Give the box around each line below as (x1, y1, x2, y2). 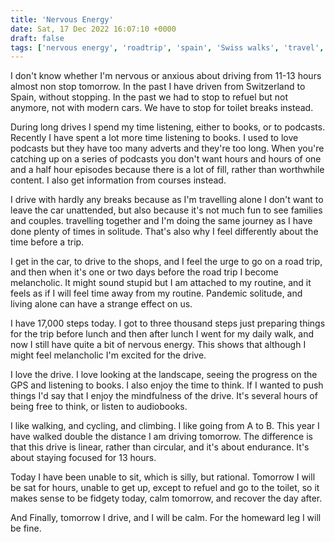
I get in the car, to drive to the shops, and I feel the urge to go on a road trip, (10, 256, 323, 268)
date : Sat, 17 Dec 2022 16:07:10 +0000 (10, 24, 177, 34)
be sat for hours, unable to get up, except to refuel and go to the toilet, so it (10, 482, 320, 494)
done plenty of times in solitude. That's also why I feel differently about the (10, 226, 319, 238)
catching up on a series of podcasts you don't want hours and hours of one (10, 153, 322, 165)
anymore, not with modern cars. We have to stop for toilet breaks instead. (10, 102, 314, 114)
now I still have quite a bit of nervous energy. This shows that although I (10, 339, 307, 351)
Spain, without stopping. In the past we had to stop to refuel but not (10, 91, 289, 103)
